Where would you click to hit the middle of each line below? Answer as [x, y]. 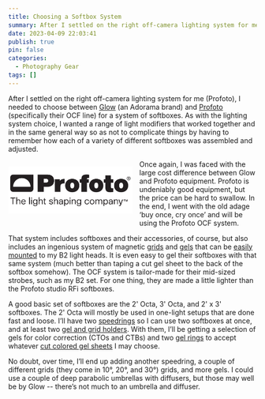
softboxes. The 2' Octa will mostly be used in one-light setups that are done [131, 312]
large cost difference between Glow [198, 172]
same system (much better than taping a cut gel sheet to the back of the [125, 263]
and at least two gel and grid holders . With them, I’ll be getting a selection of [132, 329]
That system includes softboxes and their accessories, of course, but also [128, 238]
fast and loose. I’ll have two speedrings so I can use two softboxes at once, [130, 321]
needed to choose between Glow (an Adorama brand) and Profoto [116, 107]
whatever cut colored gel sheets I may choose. [84, 346]
